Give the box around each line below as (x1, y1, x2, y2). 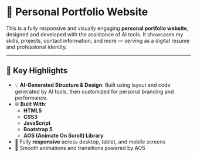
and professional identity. (6, 43, 67, 50)
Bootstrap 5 (23, 125, 53, 132)
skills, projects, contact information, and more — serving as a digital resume (6, 37, 190, 44)
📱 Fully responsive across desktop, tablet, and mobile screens (14, 138, 166, 145)
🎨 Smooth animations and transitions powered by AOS (14, 144, 145, 151)
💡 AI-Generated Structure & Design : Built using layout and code (14, 81, 171, 88)
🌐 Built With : (14, 100, 47, 107)
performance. (14, 94, 48, 101)
